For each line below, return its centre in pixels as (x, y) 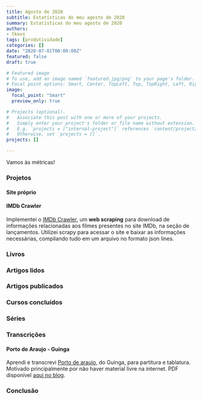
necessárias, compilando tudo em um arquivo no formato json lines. (90, 238)
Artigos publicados (35, 286)
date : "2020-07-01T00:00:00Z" (44, 51)
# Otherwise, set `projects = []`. (54, 134)
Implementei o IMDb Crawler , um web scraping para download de (88, 219)
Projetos (19, 178)
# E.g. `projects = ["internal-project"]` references (78, 129)
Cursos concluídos (35, 303)
